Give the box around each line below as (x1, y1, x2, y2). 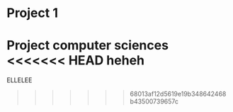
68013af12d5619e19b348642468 (130, 90, 227, 99)
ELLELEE (6, 76, 33, 84)
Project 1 (6, 5, 58, 21)
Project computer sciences (6, 38, 169, 54)
